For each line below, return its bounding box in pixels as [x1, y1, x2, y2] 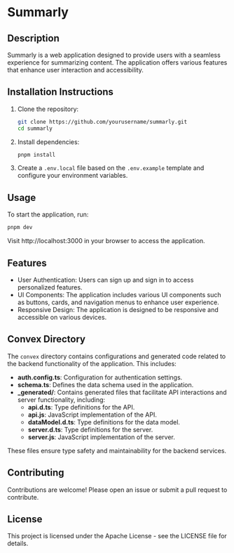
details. [7, 539, 29, 548]
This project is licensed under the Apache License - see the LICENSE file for [7, 532, 228, 540]
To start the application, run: [7, 210, 89, 219]
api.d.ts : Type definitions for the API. [27, 403, 135, 411]
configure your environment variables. [17, 171, 128, 180]
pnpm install [17, 151, 56, 158]
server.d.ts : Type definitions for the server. [27, 425, 153, 434]
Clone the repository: [17, 105, 79, 113]
